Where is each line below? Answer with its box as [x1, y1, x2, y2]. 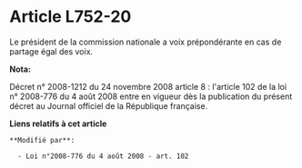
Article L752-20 [9, 6, 132, 27]
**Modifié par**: [9, 135, 75, 144]
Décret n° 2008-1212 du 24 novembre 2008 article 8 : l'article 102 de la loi [9, 81, 287, 92]
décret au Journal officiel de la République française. [9, 100, 208, 111]
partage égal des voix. [9, 45, 94, 56]
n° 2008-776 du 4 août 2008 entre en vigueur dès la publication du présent [9, 91, 293, 102]
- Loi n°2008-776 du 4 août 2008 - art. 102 [17, 152, 189, 161]
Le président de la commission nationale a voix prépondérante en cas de [9, 36, 282, 47]
